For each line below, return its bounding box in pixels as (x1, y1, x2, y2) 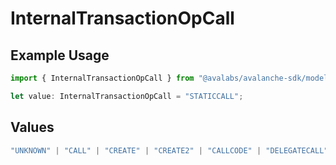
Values (10, 119, 55, 136)
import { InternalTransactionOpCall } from (10, 73, 195, 83)
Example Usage (10, 47, 110, 64)
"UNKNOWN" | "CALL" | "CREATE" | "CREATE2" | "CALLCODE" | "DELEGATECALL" (10, 145, 329, 156)
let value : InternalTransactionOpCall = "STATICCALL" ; (10, 91, 244, 101)
